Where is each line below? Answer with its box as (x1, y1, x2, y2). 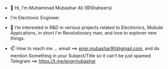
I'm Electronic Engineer (10, 15, 60, 20)
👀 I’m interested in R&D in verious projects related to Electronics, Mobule (10, 24, 163, 30)
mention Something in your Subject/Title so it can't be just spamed (10, 53, 151, 58)
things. (10, 36, 25, 41)
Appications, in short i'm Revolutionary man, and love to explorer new (10, 30, 157, 36)
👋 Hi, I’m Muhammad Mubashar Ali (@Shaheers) (10, 5, 112, 11)
